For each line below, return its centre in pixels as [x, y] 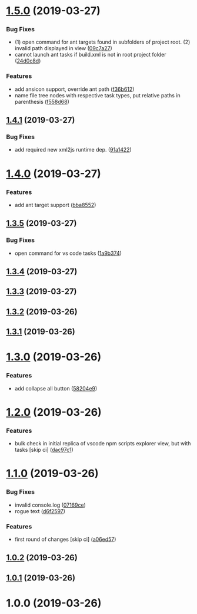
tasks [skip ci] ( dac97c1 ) [44, 450]
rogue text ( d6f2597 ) [40, 511]
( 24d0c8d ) [28, 61]
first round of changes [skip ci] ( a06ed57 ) [65, 539]
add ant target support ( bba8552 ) [55, 205]
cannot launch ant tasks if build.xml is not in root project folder [90, 55]
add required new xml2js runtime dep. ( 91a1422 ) [73, 150]
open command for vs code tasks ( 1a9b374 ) [68, 253]
